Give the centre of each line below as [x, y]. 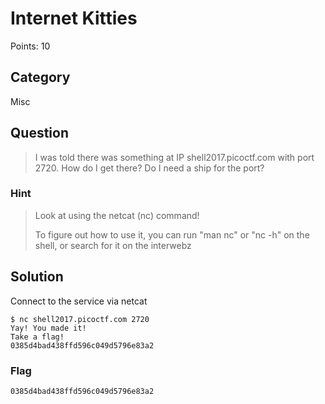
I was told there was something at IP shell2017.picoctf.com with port [174, 157]
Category [40, 77]
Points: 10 [30, 46]
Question [39, 133]
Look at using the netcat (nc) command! [117, 215]
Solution [37, 277]
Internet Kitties [74, 18]
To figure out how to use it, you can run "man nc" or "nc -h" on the [172, 234]
